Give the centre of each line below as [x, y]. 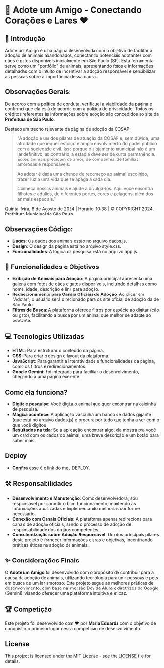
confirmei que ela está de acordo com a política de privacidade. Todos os [79, 109]
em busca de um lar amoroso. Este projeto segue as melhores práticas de [79, 583]
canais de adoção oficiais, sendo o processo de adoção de [72, 524]
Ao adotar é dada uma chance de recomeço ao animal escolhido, [83, 174]
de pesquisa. [25, 409]
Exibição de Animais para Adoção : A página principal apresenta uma [82, 279]
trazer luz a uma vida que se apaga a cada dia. [64, 179]
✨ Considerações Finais [42, 561]
